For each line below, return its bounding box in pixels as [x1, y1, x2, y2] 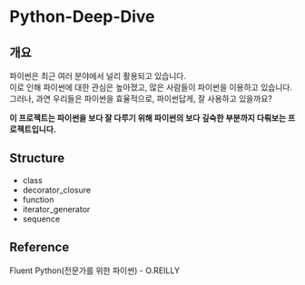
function [22, 193, 54, 205]
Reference [9, 240, 70, 255]
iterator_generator [22, 203, 91, 214]
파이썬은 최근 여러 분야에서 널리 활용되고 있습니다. [9, 71, 187, 81]
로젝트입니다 [9, 124, 54, 134]
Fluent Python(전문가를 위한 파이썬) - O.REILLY [9, 265, 180, 276]
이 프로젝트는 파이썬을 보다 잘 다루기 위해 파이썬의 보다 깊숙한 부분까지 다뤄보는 [9, 113, 287, 123]
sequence [22, 213, 61, 224]
